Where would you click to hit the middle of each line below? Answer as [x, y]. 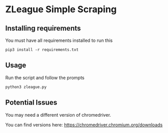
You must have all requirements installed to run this [59, 40]
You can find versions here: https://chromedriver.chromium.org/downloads [84, 125]
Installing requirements [43, 28]
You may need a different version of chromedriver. [58, 115]
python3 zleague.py [26, 87]
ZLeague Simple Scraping [61, 9]
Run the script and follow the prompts [45, 77]
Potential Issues [31, 103]
